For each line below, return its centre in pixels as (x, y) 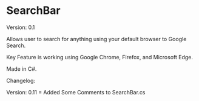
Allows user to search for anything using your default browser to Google (96, 39)
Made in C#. (22, 69)
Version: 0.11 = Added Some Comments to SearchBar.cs (76, 92)
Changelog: (21, 80)
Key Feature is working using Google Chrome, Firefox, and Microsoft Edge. (99, 57)
